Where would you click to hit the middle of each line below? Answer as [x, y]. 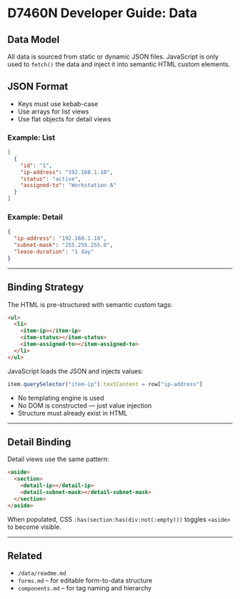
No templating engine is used [61, 398]
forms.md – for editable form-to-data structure [85, 580]
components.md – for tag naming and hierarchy [85, 588]
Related [25, 556]
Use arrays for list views [53, 111]
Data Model [34, 40]
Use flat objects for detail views [64, 119]
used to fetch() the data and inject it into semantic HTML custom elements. [119, 64]
